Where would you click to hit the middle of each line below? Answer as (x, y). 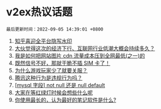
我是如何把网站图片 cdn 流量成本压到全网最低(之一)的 (80, 55)
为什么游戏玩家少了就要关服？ (51, 70)
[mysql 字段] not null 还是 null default (60, 85)
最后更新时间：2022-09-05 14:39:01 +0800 (55, 29)
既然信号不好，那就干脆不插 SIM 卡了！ (62, 63)
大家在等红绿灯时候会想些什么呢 (54, 93)
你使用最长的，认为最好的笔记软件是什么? (65, 100)
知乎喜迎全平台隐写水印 (43, 41)
